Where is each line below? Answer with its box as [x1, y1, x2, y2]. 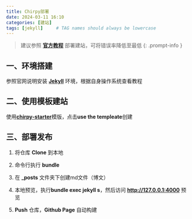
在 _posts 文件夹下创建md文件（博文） [14, 174, 109, 181]
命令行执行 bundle [14, 161, 60, 168]
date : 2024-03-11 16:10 [6, 14, 65, 20]
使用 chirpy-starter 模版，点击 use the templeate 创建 [6, 113, 133, 120]
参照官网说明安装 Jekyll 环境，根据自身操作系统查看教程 [6, 78, 143, 85]
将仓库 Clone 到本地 [14, 148, 63, 156]
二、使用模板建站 [6, 97, 68, 107]
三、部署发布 [6, 132, 53, 142]
